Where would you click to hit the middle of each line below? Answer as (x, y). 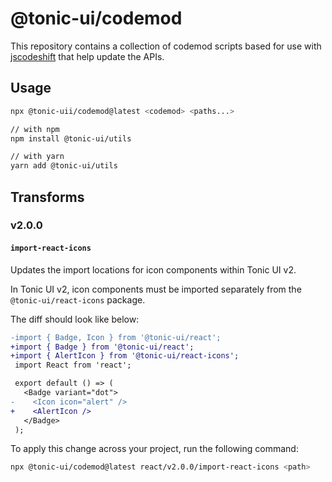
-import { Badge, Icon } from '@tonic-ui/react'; (116, 337)
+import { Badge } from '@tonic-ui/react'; (102, 347)
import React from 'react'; (73, 365)
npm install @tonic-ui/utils (71, 138)
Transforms (47, 197)
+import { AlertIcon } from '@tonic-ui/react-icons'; (125, 356)
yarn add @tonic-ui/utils (64, 166)
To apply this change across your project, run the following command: (154, 449)
